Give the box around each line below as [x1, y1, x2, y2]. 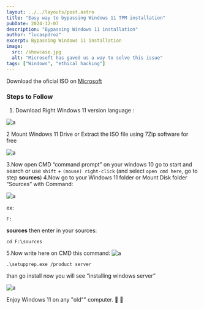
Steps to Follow [6, 93, 53, 101]
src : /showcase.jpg [12, 49, 62, 55]
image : [6, 44, 23, 50]
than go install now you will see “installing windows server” [6, 272, 156, 280]
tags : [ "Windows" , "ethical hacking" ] [6, 60, 105, 66]
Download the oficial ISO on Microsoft [6, 77, 102, 85]
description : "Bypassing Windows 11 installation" [6, 26, 138, 33]
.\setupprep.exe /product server [6, 261, 92, 267]
